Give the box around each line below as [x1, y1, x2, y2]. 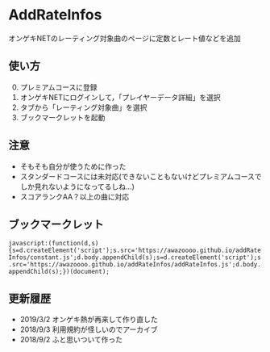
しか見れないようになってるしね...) [19, 182, 135, 191]
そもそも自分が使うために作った [19, 161, 127, 171]
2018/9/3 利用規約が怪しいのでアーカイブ [19, 325, 159, 334]
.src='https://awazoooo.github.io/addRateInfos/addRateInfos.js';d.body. [8, 261, 262, 269]
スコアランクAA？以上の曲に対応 [19, 191, 130, 201]
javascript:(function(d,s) [8, 240, 99, 248]
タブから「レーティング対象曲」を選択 [19, 103, 147, 112]
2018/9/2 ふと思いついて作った [19, 335, 123, 345]
